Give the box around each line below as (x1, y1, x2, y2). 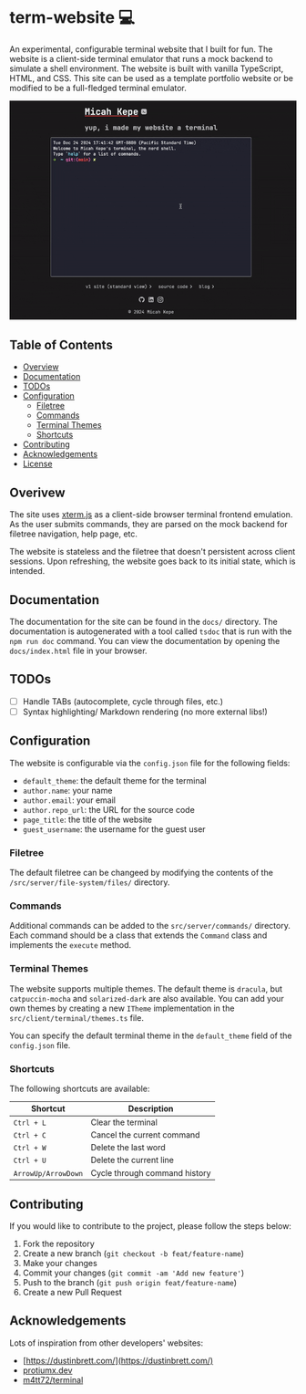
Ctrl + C (13, 1130, 47, 1140)
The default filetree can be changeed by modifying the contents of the (9, 868, 273, 879)
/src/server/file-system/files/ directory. (9, 877, 170, 888)
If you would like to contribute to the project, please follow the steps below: (9, 1221, 291, 1232)
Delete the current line (90, 1155, 175, 1166)
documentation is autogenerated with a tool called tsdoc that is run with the (9, 626, 292, 637)
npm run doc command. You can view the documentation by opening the (9, 636, 280, 647)
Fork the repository (22, 1238, 96, 1250)
